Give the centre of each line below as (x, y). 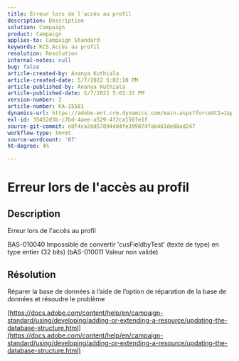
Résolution (32, 274)
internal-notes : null (39, 60)
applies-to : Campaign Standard (54, 41)
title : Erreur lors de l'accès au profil (70, 14)
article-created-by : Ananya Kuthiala (63, 73)
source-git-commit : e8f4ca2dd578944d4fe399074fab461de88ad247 (101, 126)
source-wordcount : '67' (43, 139)
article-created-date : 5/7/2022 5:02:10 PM (73, 80)
